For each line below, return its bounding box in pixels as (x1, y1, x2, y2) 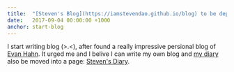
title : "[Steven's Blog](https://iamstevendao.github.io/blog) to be (7, 10, 217, 17)
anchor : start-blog (7, 23, 64, 30)
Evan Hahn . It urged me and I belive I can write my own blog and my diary (7, 50, 219, 58)
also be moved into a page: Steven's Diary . (7, 57, 130, 66)
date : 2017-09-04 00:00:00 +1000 (7, 17, 111, 24)
